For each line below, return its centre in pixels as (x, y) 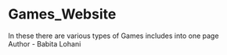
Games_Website (62, 14)
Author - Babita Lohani (45, 43)
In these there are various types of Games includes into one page (113, 36)
